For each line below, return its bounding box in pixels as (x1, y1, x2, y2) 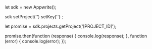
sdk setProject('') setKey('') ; (4, 14, 63, 19)
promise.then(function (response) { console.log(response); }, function (4, 33, 147, 39)
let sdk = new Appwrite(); (4, 4, 56, 10)
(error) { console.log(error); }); (4, 38, 66, 44)
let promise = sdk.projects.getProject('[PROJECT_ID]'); (4, 23, 117, 29)
